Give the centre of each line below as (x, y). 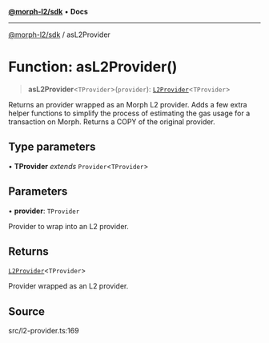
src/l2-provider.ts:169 (44, 331)
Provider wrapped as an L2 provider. (68, 286)
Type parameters (52, 147)
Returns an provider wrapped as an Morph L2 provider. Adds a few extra (128, 104)
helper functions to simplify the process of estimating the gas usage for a (129, 113)
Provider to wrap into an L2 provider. (69, 226)
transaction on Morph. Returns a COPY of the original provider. (112, 121)
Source (27, 311)
